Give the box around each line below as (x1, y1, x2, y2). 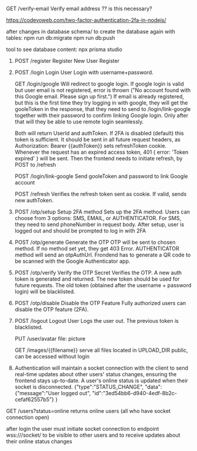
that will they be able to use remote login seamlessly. (14, 118, 144, 125)
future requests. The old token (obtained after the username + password (14, 282, 192, 288)
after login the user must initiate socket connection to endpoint (6, 425, 159, 432)
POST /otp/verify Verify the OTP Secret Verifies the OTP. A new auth (14, 269, 182, 276)
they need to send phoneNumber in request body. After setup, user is (14, 221, 185, 228)
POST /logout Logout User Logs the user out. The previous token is (14, 317, 179, 324)
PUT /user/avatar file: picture (14, 335, 86, 342)
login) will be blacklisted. (14, 288, 75, 295)
